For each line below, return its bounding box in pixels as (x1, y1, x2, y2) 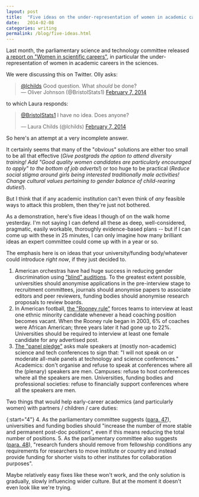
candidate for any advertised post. (14, 337, 99, 344)
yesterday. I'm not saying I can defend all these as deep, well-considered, (6, 220, 187, 227)
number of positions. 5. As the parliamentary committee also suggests (6, 435, 178, 442)
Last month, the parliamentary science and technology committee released (6, 47, 190, 54)
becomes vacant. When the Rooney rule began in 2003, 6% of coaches (14, 318, 190, 325)
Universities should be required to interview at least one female (14, 330, 169, 337)
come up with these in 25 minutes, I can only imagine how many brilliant (6, 232, 182, 239)
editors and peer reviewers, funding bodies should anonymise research (14, 292, 190, 299)
